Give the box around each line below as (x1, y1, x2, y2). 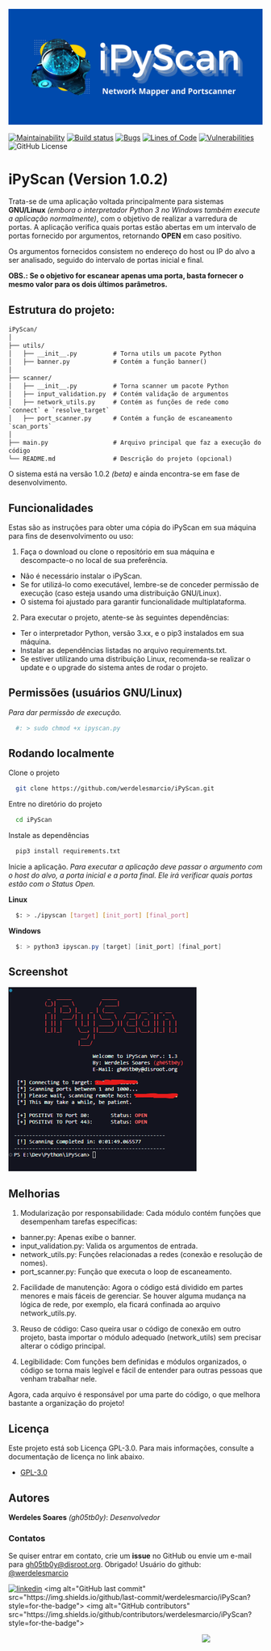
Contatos (8, 1532, 46, 1543)
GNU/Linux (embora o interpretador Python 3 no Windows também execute (8, 205, 261, 215)
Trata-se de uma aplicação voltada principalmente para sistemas (8, 197, 224, 206)
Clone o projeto (8, 768, 60, 777)
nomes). (19, 1259, 48, 1268)
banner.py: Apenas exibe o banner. (19, 1233, 137, 1242)
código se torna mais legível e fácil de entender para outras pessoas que (19, 1365, 263, 1375)
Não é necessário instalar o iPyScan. (19, 571, 143, 581)
